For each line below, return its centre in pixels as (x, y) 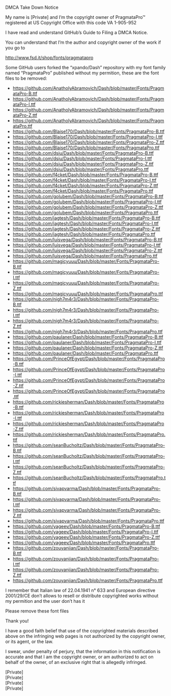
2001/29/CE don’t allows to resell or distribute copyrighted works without (82, 596)
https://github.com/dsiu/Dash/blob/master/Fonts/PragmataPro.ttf (81, 169)
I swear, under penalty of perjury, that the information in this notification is (83, 651)
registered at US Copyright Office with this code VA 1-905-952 (71, 23)
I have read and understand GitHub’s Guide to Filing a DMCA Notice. (77, 32)
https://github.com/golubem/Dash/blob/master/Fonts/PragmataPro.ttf (85, 213)
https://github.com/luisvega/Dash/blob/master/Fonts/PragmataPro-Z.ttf (88, 250)
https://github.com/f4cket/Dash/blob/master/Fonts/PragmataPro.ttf (83, 191)
